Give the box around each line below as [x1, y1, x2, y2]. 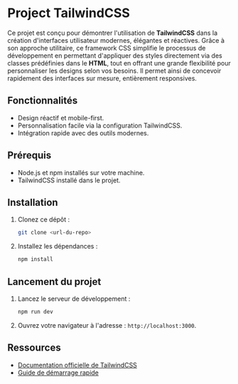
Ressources [7, 342, 62, 354]
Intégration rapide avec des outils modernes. [17, 128, 149, 137]
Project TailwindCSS [7, 5, 130, 21]
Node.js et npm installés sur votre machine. [17, 168, 145, 177]
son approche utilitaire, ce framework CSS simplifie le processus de [7, 43, 206, 52]
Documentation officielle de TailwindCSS [17, 360, 137, 369]
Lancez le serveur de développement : [17, 294, 131, 303]
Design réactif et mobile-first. [17, 113, 104, 122]
